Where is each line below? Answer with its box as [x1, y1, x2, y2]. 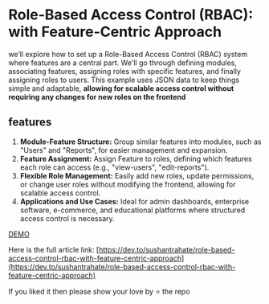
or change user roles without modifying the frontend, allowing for [19, 179, 236, 189]
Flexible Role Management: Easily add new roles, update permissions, [19, 170, 255, 180]
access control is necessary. [19, 213, 115, 223]
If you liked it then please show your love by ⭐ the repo [8, 286, 190, 296]
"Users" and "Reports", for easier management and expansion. [19, 145, 228, 154]
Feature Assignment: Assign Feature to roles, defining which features [19, 154, 253, 163]
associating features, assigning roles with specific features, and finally [8, 66, 241, 76]
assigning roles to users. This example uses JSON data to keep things [8, 75, 240, 84]
